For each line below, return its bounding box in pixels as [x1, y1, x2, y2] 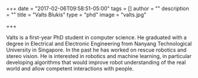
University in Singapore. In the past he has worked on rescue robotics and [6, 46, 187, 53]
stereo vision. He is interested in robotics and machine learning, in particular [6, 53, 192, 59]
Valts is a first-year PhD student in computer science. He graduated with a [6, 34, 187, 40]
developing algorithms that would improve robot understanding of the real [6, 59, 186, 66]
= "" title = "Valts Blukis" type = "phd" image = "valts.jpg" [6, 11, 147, 18]
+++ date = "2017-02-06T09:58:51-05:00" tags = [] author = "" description [6, 5, 189, 12]
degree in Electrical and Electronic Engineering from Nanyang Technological [6, 40, 192, 47]
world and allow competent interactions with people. [6, 65, 134, 72]
